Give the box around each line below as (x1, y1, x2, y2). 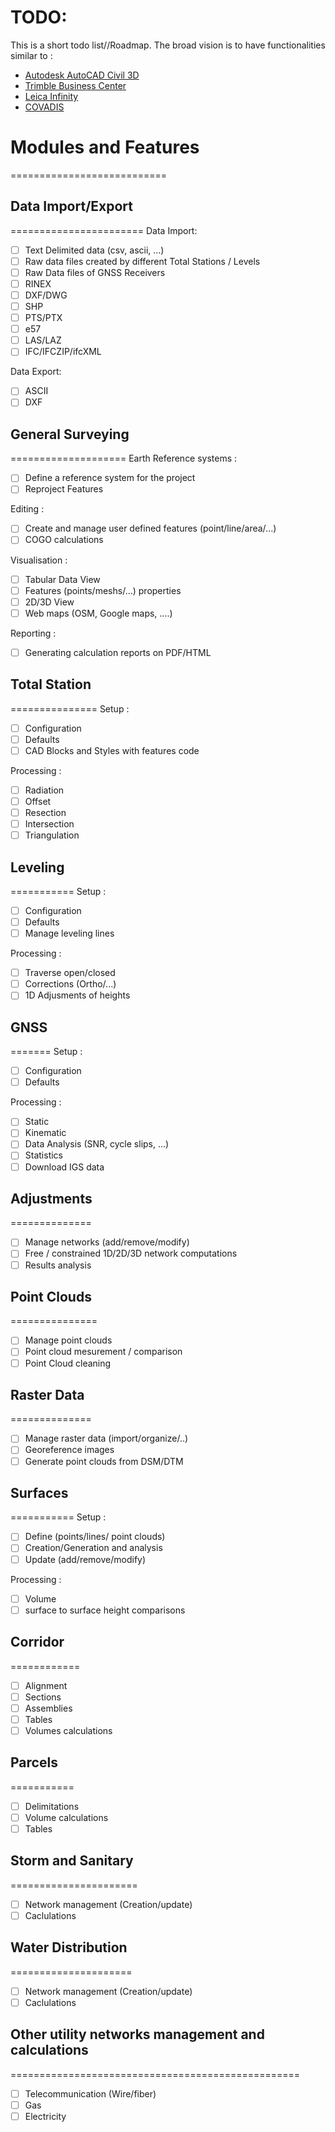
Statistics (24, 1149, 63, 1161)
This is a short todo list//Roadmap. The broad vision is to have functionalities (10, 39, 326, 51)
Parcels (10, 1754, 58, 1771)
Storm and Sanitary (10, 1852, 134, 1870)
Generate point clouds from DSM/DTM (24, 1455, 184, 1467)
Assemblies (24, 1702, 73, 1714)
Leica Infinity (24, 90, 79, 102)
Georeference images (24, 1444, 115, 1456)
